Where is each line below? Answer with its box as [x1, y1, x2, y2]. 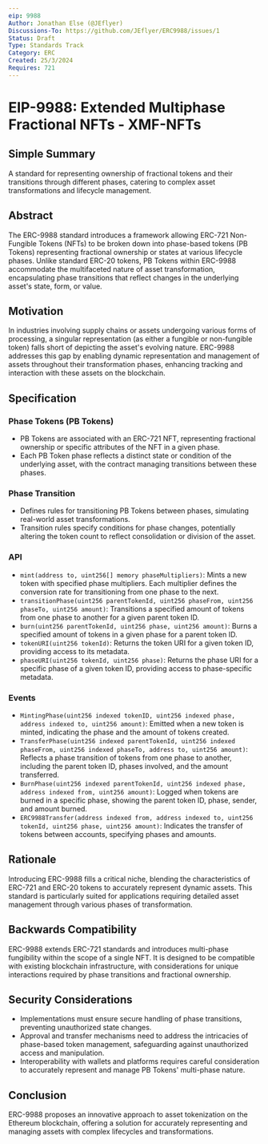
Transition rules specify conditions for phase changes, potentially [19, 523, 236, 533]
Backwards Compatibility [8, 923, 138, 936]
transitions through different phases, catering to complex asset [8, 177, 216, 187]
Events [8, 692, 36, 703]
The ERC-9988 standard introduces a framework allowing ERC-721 [8, 230, 229, 240]
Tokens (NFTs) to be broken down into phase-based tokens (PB [38, 238, 248, 249]
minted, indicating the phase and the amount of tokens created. [19, 727, 230, 737]
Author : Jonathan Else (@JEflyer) [8, 19, 124, 27]
